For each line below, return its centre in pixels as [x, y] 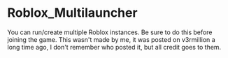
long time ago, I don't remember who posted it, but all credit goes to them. [114, 47]
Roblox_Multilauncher [72, 13]
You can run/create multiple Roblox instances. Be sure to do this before [110, 32]
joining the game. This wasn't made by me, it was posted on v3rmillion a [111, 39]
